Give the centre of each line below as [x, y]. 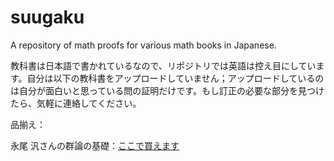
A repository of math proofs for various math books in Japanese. [143, 45]
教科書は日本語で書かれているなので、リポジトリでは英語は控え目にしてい [163, 65]
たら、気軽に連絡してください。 [76, 103]
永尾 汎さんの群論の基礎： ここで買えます [95, 145]
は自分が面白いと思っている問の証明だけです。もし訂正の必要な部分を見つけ [167, 90]
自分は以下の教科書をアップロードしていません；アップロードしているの [175, 78]
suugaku [47, 17]
